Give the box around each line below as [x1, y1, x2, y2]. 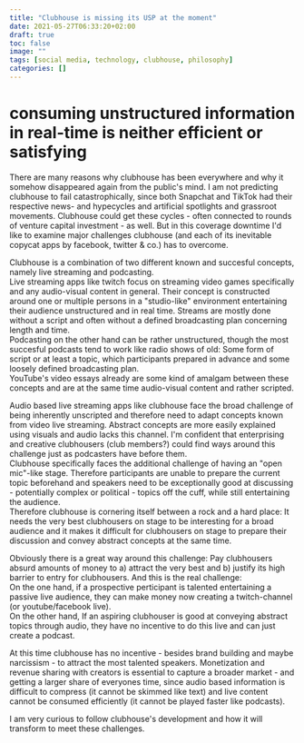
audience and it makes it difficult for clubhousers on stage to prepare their [9, 525, 288, 536]
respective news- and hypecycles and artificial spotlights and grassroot [9, 201, 277, 212]
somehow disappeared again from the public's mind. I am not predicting [9, 181, 279, 192]
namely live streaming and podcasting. [9, 266, 154, 277]
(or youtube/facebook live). [9, 600, 112, 611]
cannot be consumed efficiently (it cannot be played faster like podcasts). [9, 696, 286, 707]
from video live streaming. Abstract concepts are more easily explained [9, 419, 276, 430]
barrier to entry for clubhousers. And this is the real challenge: [9, 571, 242, 582]
